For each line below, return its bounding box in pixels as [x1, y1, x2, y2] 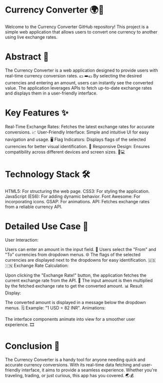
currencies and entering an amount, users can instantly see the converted [5, 79, 153, 86]
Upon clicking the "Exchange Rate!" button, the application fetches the [5, 272, 147, 278]
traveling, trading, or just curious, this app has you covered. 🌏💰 [5, 372, 134, 378]
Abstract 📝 [5, 51, 49, 62]
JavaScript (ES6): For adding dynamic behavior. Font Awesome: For [5, 193, 141, 199]
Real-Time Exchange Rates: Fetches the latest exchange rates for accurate [5, 123, 155, 130]
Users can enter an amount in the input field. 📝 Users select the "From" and [5, 246, 157, 252]
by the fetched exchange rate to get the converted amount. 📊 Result [5, 283, 143, 288]
